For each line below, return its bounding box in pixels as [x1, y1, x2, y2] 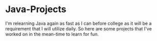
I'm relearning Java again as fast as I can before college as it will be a [5, 20, 152, 26]
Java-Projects [5, 4, 66, 15]
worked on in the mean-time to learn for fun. [5, 31, 99, 37]
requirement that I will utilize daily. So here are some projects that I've [5, 25, 152, 31]
